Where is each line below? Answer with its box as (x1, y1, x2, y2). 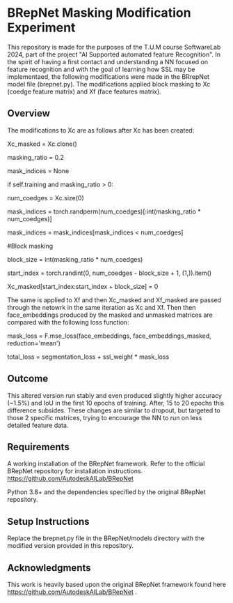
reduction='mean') (7, 338, 61, 347)
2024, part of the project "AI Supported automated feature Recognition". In (7, 50, 221, 59)
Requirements (7, 441, 70, 453)
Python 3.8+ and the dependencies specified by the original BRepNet (7, 488, 207, 496)
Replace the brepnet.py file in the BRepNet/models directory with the (7, 534, 205, 542)
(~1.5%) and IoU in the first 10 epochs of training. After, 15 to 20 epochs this (7, 399, 225, 407)
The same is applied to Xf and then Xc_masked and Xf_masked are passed (7, 295, 221, 304)
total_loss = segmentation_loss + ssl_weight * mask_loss (7, 352, 170, 361)
